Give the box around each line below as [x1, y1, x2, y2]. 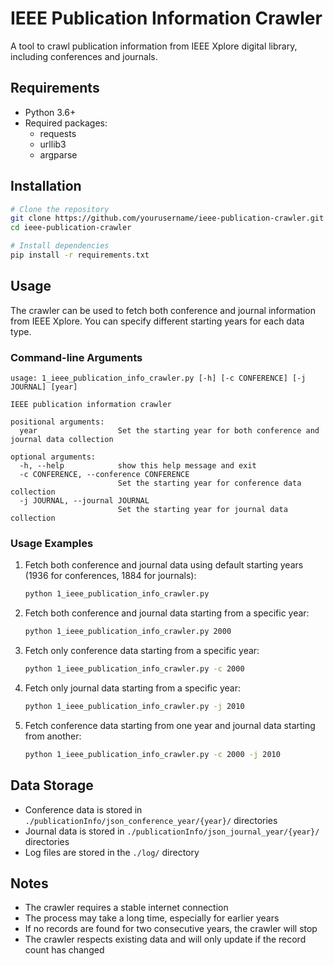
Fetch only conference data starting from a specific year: [24, 645, 260, 657]
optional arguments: [10, 452, 97, 462]
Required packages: [24, 117, 108, 129]
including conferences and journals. [10, 50, 158, 62]
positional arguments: [10, 417, 105, 427]
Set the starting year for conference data [117, 478, 302, 489]
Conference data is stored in [24, 803, 143, 816]
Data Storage [10, 777, 94, 794]
